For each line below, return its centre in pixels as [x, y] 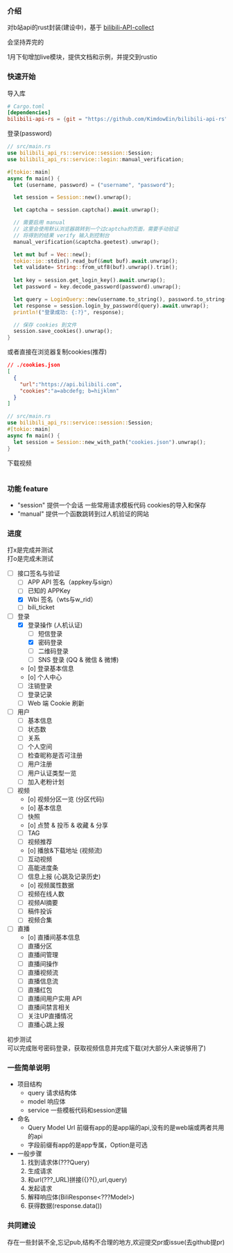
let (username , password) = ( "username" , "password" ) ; [94, 185]
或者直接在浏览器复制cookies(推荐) [57, 352]
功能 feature [28, 489]
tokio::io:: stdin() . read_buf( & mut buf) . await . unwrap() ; [96, 261]
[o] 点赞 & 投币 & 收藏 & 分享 [68, 825]
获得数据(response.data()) [65, 1206]
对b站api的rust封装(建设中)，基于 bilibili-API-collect [81, 27]
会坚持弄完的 [25, 42]
